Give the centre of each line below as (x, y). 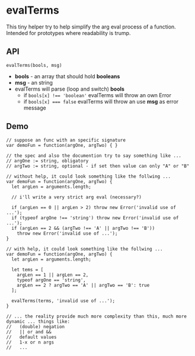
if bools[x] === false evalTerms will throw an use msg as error (101, 101)
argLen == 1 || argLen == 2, (53, 275)
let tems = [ (28, 270)
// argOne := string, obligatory (47, 161)
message (35, 108)
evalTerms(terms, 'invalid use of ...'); (63, 301)
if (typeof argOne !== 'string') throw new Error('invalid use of (95, 218)
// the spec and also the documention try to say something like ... (94, 155)
